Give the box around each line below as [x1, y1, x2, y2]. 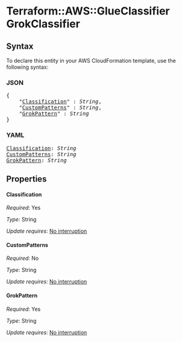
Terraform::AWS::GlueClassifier [6, 4, 170, 18]
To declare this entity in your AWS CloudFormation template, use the [6, 57, 176, 64]
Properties [6, 174, 47, 184]
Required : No [6, 255, 39, 262]
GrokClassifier [6, 17, 80, 31]
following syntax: [6, 63, 49, 71]
